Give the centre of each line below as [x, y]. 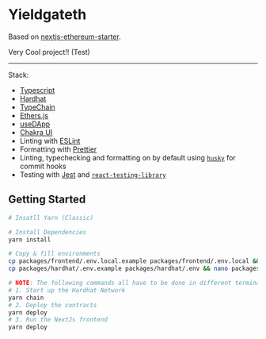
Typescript [37, 90]
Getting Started [47, 200]
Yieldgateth [47, 15]
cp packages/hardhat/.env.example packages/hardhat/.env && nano [118, 269]
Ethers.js [34, 115]
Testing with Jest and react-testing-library [93, 174]
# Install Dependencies [47, 232]
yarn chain [26, 298]
